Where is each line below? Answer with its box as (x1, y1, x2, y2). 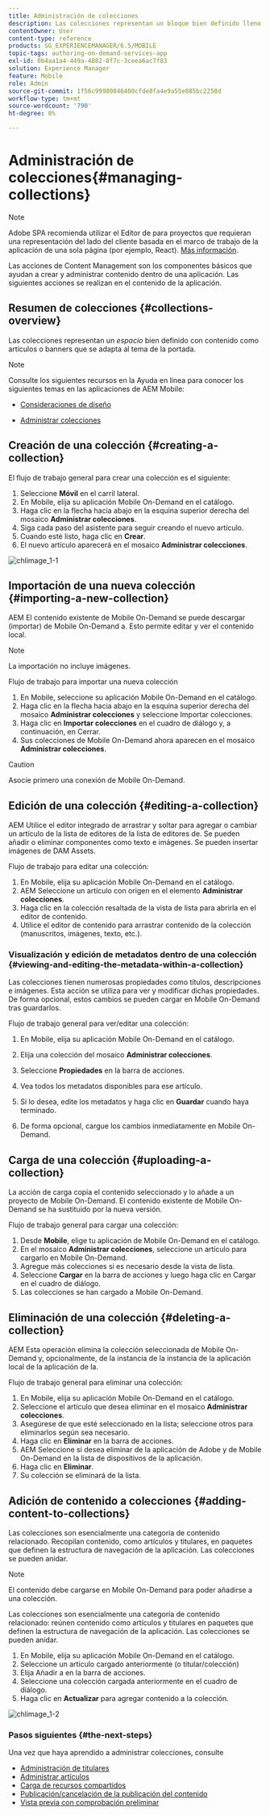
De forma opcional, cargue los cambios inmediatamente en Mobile (19, 1121, 241, 1131)
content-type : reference (8, 34, 92, 43)
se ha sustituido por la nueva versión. (38, 1204, 163, 1214)
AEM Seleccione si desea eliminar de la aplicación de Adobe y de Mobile (19, 1445, 262, 1455)
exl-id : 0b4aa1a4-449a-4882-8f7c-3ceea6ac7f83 (8, 57, 168, 65)
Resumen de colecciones (8, 301, 138, 315)
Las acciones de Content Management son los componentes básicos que (8, 260, 252, 271)
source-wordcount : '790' (8, 102, 92, 110)
